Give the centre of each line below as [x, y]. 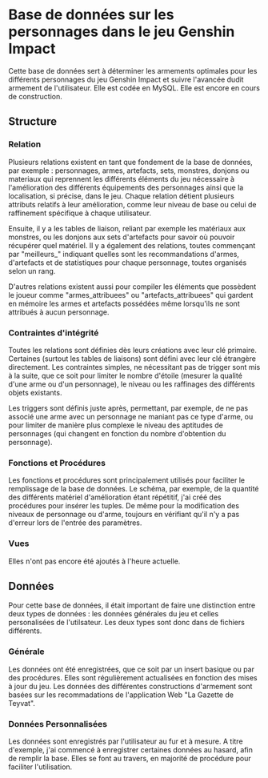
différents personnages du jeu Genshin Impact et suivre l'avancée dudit [126, 79]
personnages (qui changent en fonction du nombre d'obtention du [117, 433]
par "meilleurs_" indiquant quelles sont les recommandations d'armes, [124, 254]
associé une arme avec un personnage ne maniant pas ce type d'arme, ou [131, 416]
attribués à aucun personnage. [59, 312]
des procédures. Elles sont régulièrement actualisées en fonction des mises [133, 677]
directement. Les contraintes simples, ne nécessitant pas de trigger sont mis [134, 367]
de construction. [35, 96]
